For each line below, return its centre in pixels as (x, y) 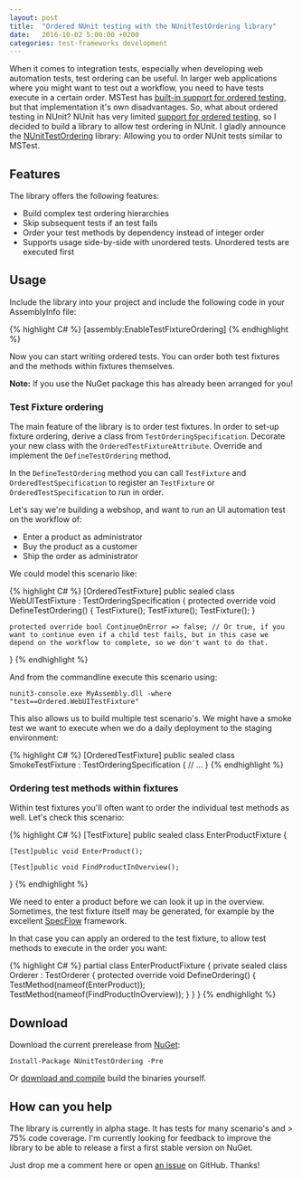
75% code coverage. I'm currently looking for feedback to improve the (140, 1138)
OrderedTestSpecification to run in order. (87, 492)
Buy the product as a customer (80, 547)
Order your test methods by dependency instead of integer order (143, 233)
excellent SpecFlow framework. (68, 921)
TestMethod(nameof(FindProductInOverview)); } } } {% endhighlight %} (143, 994)
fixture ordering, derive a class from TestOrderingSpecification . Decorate (147, 436)
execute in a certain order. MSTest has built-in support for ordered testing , (148, 98)
